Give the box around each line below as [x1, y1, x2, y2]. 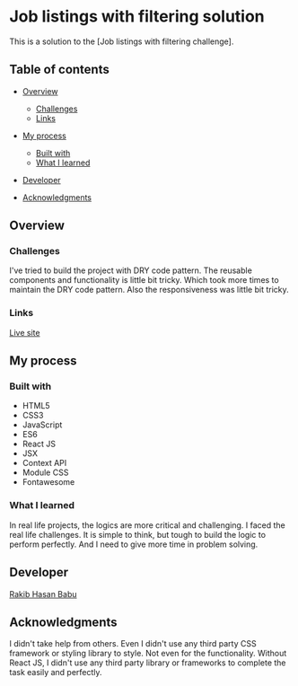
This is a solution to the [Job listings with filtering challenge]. [9, 36, 234, 47]
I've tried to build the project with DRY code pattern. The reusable [9, 265, 253, 276]
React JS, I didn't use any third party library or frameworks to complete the [9, 657, 286, 668]
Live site [9, 327, 40, 338]
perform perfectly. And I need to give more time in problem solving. [9, 539, 259, 550]
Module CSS [22, 467, 69, 478]
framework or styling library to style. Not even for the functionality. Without [9, 648, 287, 659]
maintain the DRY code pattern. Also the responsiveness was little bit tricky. [9, 285, 289, 295]
